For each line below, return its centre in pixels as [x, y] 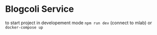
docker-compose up [24, 27]
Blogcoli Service [39, 9]
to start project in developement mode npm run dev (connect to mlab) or [79, 23]
